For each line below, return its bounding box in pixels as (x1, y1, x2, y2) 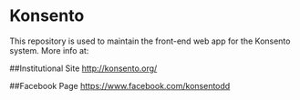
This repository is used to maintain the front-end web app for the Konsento (9, 35, 291, 46)
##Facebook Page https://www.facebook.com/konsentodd (9, 80, 231, 91)
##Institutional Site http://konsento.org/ (9, 63, 158, 74)
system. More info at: (9, 45, 89, 55)
